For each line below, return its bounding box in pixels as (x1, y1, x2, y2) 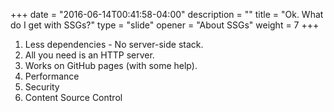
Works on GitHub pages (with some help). (24, 60, 198, 71)
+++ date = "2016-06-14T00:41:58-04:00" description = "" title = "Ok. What (10, 9, 324, 20)
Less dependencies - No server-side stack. (24, 39, 204, 50)
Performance (24, 70, 80, 82)
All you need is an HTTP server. (24, 49, 155, 61)
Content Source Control (24, 92, 123, 103)
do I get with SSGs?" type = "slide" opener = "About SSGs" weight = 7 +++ (10, 19, 320, 31)
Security (24, 81, 60, 93)
